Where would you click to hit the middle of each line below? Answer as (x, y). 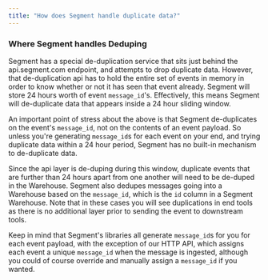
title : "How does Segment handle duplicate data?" (94, 16)
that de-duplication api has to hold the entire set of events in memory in (126, 78)
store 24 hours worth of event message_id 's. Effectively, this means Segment (134, 95)
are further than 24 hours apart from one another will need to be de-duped (132, 177)
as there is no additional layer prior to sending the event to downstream (126, 211)
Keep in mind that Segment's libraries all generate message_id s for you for (129, 235)
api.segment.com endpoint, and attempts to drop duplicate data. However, (131, 70)
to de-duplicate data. (43, 153)
